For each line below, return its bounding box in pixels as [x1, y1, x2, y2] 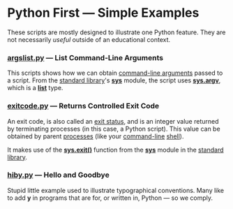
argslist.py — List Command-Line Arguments [7, 52, 164, 62]
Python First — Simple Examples [7, 5, 200, 21]
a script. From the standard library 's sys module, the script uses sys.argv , [7, 76, 221, 85]
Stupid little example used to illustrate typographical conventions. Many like [7, 186, 225, 194]
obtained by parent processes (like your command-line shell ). [7, 131, 184, 140]
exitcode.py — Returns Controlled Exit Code [7, 101, 160, 111]
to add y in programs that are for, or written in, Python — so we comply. [7, 194, 213, 202]
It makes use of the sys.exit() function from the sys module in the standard [7, 145, 225, 154]
